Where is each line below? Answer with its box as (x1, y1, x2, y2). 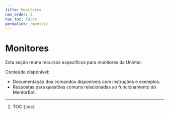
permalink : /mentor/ (5, 21, 49, 26)
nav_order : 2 (5, 12, 33, 17)
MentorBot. (12, 89, 36, 95)
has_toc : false (5, 16, 37, 21)
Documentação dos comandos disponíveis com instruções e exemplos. (12, 78, 161, 85)
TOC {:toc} (12, 103, 35, 110)
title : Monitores (5, 7, 42, 12)
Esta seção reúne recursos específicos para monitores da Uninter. (5, 59, 142, 65)
